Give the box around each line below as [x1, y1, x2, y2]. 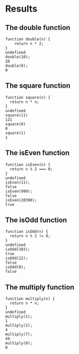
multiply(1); [5, 314, 33, 320]
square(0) [5, 121, 26, 127]
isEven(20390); [5, 197, 37, 203]
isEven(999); [5, 189, 33, 194]
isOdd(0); [5, 265, 26, 270]
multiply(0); [5, 341, 33, 346]
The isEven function [5, 149, 69, 157]
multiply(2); [5, 323, 33, 328]
